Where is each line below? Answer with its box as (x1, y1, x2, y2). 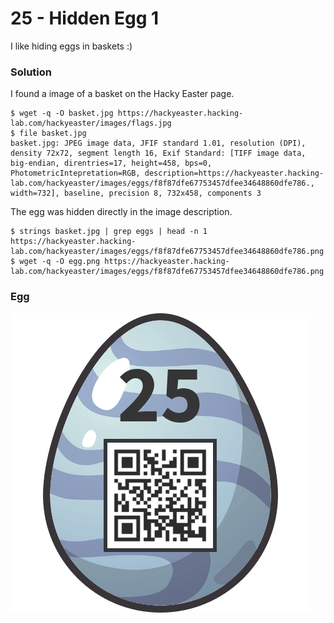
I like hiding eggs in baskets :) (10, 40, 133, 52)
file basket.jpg (19, 128, 87, 139)
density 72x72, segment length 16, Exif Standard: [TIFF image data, (10, 148, 307, 159)
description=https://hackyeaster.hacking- (144, 168, 325, 179)
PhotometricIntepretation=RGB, (10, 168, 141, 179)
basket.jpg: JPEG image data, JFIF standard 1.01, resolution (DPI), (10, 138, 307, 149)
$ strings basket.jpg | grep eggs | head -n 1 (10, 227, 208, 237)
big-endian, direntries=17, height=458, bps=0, (10, 158, 213, 169)
